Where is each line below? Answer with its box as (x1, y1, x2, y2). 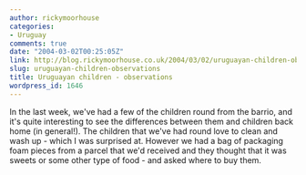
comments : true (9, 38, 67, 48)
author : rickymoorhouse (9, 13, 100, 23)
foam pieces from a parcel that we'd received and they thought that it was (9, 145, 287, 156)
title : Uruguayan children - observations (9, 73, 173, 82)
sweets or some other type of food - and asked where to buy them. (9, 154, 262, 165)
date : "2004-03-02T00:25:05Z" (9, 47, 125, 57)
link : (9, 56, 30, 65)
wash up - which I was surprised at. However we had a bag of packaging (9, 135, 284, 146)
